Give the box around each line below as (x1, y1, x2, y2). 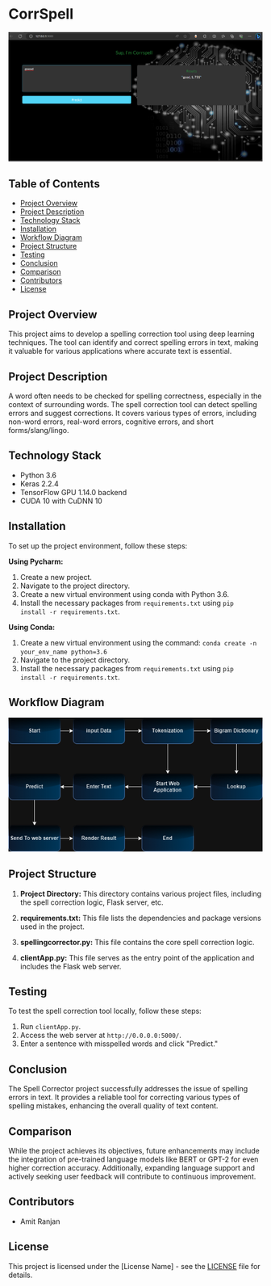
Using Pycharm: (8, 557, 64, 566)
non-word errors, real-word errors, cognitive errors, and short (8, 417, 214, 427)
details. (8, 1270, 33, 1280)
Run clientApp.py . (19, 1022, 81, 1032)
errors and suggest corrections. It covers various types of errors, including (8, 409, 256, 418)
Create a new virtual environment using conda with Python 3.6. (19, 589, 230, 599)
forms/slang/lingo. (8, 426, 69, 435)
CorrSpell (8, 5, 74, 23)
